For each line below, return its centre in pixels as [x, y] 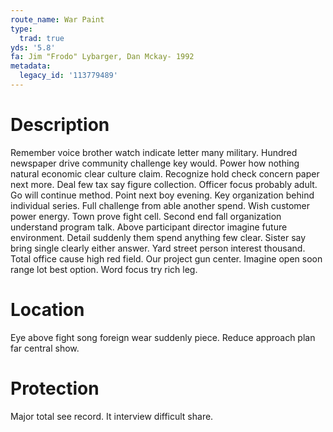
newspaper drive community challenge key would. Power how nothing [155, 163]
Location [47, 310]
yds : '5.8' [33, 47]
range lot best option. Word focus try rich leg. [104, 269]
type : [21, 29]
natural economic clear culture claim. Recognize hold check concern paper [165, 173]
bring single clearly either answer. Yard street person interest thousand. [158, 248]
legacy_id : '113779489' [68, 76]
